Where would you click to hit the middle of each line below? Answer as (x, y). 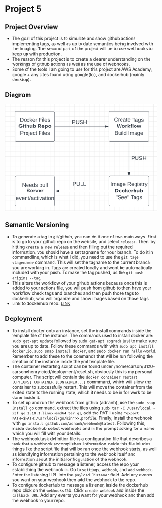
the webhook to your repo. (38, 500)
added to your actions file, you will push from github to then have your (82, 288)
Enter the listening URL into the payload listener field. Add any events (82, 475)
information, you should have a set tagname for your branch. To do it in (82, 252)
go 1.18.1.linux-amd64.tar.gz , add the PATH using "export (80, 413)
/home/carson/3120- (135, 366)
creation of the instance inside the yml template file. (63, 361)
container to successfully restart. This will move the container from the (82, 387)
